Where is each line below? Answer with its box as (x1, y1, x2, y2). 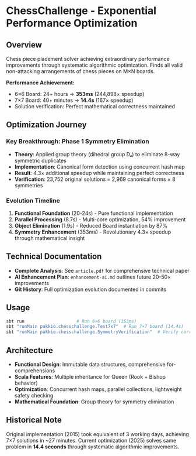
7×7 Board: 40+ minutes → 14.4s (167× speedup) (14, 97, 134, 104)
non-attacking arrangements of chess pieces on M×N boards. (6, 68, 155, 74)
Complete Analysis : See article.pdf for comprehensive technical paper (14, 267, 190, 274)
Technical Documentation (6, 252, 102, 262)
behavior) (14, 379, 38, 387)
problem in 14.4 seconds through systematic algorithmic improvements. (6, 443, 180, 450)
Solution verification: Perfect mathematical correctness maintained (14, 103, 176, 109)
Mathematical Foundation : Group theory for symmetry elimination (14, 398, 174, 405)
